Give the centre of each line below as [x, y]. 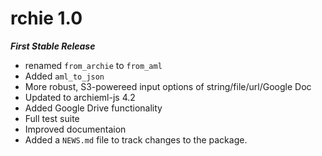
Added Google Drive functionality [93, 108]
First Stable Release [53, 46]
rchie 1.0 [46, 18]
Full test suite [52, 118]
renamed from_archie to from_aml [93, 65]
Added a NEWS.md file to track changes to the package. [136, 139]
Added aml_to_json [64, 76]
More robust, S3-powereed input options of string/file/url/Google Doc [168, 86]
